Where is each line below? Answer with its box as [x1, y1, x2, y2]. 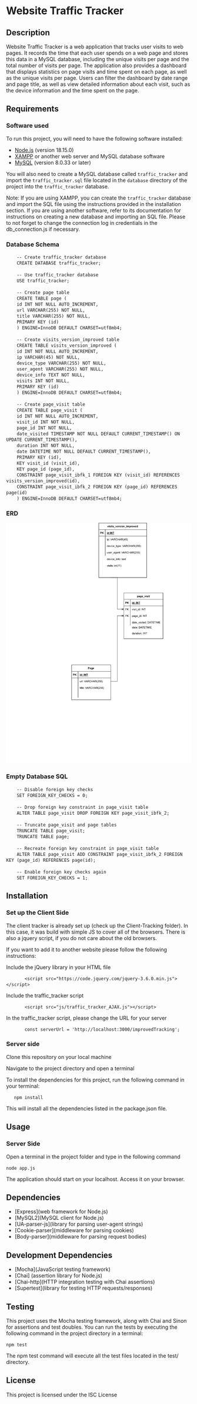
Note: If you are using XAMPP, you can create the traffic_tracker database [6, 194, 191, 201]
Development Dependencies [6, 1250, 113, 1260]
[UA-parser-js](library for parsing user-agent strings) [14, 1220, 143, 1228]
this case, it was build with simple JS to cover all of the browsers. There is [6, 928, 186, 935]
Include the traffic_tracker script [6, 992, 84, 999]
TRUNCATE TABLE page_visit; [16, 828, 85, 834]
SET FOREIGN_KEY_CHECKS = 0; [16, 792, 88, 798]
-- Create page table [16, 290, 69, 296]
